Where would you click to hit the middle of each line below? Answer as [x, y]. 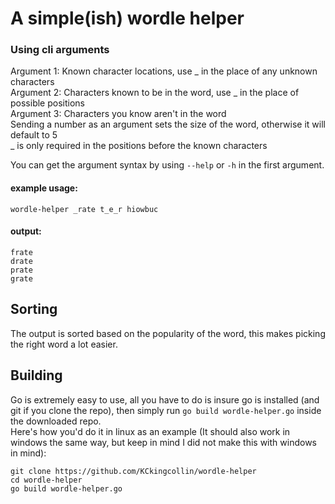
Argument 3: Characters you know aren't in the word [118, 114]
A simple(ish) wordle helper [127, 18]
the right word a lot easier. [64, 344]
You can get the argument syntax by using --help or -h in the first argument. [167, 165]
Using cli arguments [60, 50]
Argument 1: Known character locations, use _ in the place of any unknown [164, 71]
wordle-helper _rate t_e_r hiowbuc [84, 209]
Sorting [34, 309]
